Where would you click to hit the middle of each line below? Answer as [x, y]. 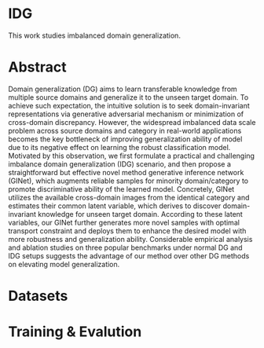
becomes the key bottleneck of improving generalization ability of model [125, 139]
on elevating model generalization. [64, 264]
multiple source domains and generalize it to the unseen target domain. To [128, 97]
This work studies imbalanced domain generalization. [94, 35]
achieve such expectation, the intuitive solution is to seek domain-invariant [129, 105]
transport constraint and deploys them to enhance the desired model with [127, 231]
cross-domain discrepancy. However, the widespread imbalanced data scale [132, 122]
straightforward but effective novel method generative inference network [126, 172]
